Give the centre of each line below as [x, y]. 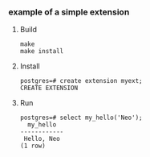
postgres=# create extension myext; [81, 81]
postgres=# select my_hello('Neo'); [81, 118]
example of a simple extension [69, 12]
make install [42, 52]
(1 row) [32, 146]
